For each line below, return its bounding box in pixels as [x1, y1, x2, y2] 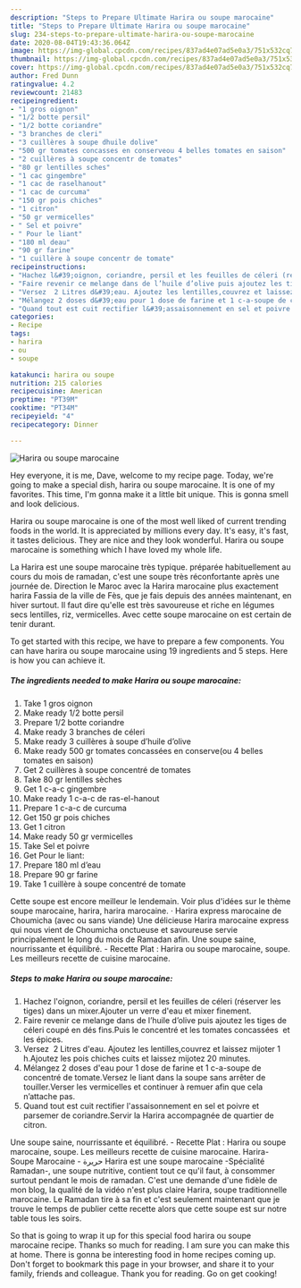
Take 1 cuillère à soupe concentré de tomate [22, 878, 187, 889]
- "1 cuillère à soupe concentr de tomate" [10, 254, 175, 264]
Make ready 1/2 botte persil [22, 708, 124, 718]
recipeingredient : [10, 96, 79, 106]
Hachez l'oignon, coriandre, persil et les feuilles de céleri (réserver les [22, 996, 281, 1006]
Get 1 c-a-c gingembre [22, 784, 107, 794]
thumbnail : [10, 55, 51, 64]
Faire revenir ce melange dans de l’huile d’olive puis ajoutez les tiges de [22, 1014, 288, 1025]
